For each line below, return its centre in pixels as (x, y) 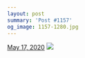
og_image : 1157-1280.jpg (43, 27)
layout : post (26, 14)
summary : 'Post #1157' (40, 20)
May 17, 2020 (26, 48)
